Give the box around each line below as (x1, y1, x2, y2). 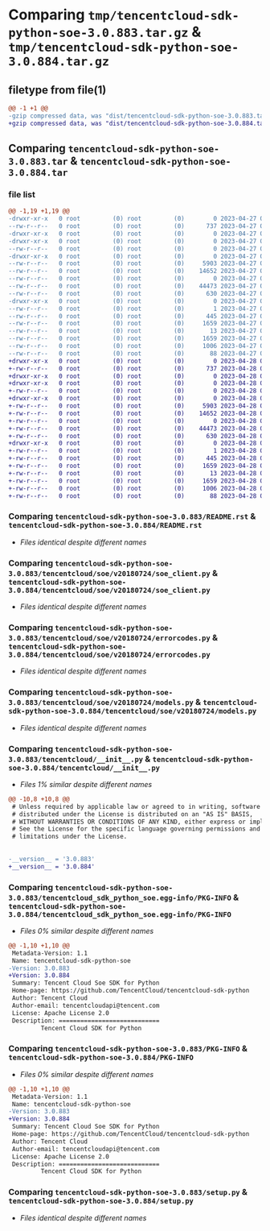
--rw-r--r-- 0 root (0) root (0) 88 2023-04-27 (8, 349, 257, 358)
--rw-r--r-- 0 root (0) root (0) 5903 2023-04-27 (8, 259, 257, 267)
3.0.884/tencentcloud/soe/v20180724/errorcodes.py (8, 650, 211, 659)
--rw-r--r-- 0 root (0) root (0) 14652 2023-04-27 (8, 267, 257, 276)
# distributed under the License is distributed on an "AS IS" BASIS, (11, 810, 253, 819)
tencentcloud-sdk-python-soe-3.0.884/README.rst (8, 521, 202, 530)
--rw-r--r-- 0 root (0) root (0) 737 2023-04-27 (8, 222, 257, 230)
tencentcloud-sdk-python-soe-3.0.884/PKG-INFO (8, 1053, 194, 1063)
